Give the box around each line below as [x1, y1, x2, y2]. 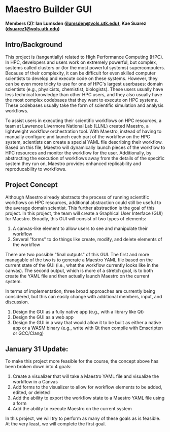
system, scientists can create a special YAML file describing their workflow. [5, 139, 163, 145]
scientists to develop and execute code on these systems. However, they [5, 75, 158, 82]
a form [12, 400, 27, 406]
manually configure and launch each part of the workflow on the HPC [5, 133, 151, 140]
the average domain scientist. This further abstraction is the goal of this [5, 205, 155, 211]
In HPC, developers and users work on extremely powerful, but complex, [5, 59, 157, 65]
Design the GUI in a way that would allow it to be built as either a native [12, 319, 161, 325]
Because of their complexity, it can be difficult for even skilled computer [5, 70, 156, 76]
